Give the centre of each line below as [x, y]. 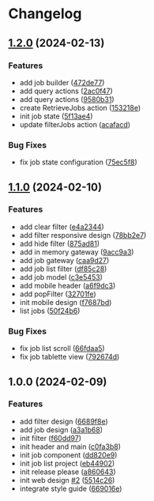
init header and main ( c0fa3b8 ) [70, 446]
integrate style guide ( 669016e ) [71, 488]
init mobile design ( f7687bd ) [66, 302]
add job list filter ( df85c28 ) [63, 269]
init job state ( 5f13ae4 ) [56, 116]
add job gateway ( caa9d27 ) [64, 260]
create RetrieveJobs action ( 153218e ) [80, 107]
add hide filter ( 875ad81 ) [60, 243]
